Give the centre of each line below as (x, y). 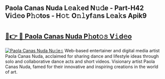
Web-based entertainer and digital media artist (112, 51)
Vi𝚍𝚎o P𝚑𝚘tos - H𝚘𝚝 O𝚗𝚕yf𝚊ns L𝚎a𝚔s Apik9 (76, 16)
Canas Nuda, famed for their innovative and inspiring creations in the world (82, 67)
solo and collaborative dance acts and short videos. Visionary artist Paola (80, 61)
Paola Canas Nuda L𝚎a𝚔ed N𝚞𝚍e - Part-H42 (75, 8)
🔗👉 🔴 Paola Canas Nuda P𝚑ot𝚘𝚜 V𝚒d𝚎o (69, 36)
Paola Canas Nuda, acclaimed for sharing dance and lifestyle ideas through (82, 56)
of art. (11, 72)
